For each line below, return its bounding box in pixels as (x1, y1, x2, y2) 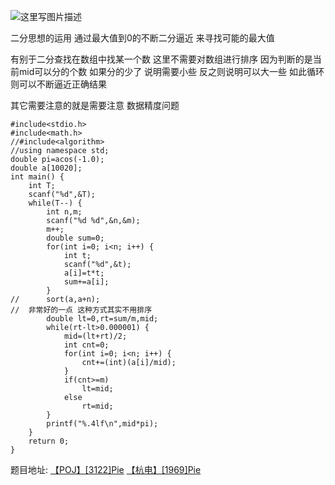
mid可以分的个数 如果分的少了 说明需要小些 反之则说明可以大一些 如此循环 (18, 66, 325, 77)
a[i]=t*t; (63, 268, 105, 278)
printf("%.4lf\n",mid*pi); (46, 419, 159, 429)
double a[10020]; (10, 163, 83, 173)
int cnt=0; (63, 340, 110, 350)
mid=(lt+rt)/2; (63, 331, 128, 341)
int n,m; (46, 207, 83, 217)
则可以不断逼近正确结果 (10, 78, 107, 90)
